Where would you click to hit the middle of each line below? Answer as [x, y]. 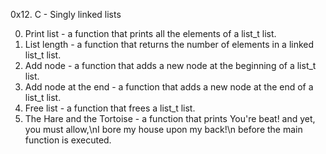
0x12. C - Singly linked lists [66, 14]
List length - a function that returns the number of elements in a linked [169, 44]
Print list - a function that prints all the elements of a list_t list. [150, 33]
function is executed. [68, 140]
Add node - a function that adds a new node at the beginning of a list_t [170, 65]
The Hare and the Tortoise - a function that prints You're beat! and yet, [170, 118]
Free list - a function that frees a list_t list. [110, 108]
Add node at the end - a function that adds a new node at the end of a [169, 87]
